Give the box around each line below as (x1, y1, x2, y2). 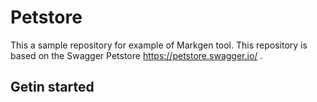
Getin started (10, 79, 95, 96)
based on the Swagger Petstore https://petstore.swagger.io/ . (10, 49, 263, 61)
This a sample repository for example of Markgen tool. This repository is (10, 39, 308, 51)
